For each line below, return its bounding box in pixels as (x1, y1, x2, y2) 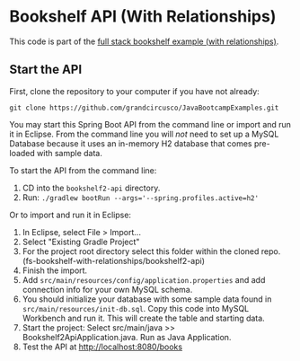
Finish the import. (22, 265, 88, 276)
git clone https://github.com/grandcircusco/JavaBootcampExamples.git (9, 103, 279, 112)
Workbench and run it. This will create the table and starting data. (22, 313, 265, 323)
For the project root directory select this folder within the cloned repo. (22, 245, 281, 257)
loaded (9, 147, 36, 158)
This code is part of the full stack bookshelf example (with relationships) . (9, 36, 279, 47)
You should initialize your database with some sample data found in (22, 294, 272, 304)
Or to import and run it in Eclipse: (9, 209, 132, 220)
